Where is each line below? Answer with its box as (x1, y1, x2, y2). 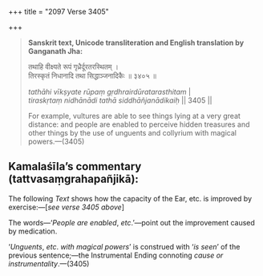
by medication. (8, 226, 58, 236)
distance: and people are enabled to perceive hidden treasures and (27, 120, 250, 129)
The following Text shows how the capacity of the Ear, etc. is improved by (8, 193, 253, 203)
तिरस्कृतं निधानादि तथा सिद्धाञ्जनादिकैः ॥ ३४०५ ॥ (27, 71, 157, 80)
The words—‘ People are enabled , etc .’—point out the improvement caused (8, 217, 255, 227)
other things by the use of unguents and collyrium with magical (27, 128, 237, 137)
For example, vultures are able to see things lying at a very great (27, 112, 241, 120)
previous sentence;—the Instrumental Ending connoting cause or (8, 250, 224, 260)
